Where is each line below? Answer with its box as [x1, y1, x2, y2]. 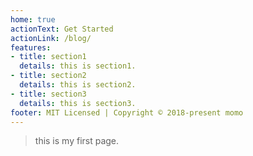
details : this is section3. [19, 98, 137, 108]
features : [10, 42, 52, 53]
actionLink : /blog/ [10, 33, 92, 43]
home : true [10, 14, 56, 25]
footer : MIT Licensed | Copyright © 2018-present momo [10, 107, 244, 118]
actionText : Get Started [10, 24, 114, 34]
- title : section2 [10, 71, 87, 81]
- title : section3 [10, 89, 87, 99]
